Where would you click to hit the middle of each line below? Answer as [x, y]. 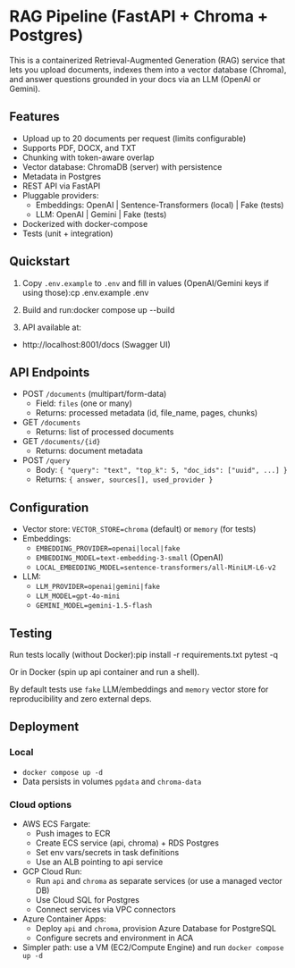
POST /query [46, 460]
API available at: [52, 327]
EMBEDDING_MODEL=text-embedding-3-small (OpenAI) [129, 558]
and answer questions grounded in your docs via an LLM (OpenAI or [135, 79]
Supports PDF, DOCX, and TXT [79, 147]
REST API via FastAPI [61, 186]
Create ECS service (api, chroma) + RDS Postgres [127, 843]
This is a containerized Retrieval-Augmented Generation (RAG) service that [147, 60]
